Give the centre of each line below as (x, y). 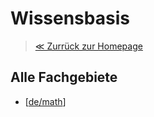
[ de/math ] (45, 101)
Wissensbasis (70, 18)
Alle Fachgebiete (64, 77)
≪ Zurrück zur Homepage (88, 46)
